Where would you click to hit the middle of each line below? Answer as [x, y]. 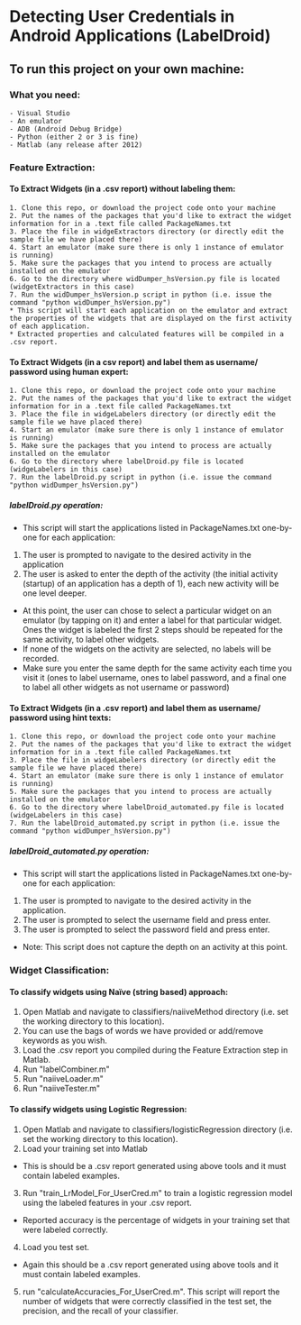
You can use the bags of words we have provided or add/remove [143, 1031]
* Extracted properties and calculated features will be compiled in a [146, 334]
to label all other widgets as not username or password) [126, 688]
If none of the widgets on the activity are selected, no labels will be [147, 649]
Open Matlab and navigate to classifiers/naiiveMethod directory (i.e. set [155, 1012]
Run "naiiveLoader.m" [63, 1079]
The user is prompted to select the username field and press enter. [146, 920]
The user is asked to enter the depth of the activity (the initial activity [150, 574]
